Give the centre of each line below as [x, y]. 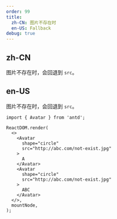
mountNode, [25, 205]
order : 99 [18, 12]
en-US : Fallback [31, 28]
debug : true [21, 34]
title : [14, 17]
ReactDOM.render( [27, 128]
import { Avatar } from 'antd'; [46, 117]
